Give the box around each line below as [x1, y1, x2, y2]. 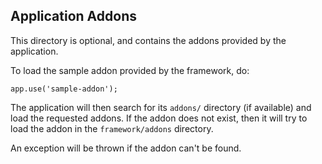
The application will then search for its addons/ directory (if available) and [10, 101, 312, 113]
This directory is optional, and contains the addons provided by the [10, 34, 287, 46]
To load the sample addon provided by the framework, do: [10, 64, 250, 76]
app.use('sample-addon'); [10, 84, 118, 94]
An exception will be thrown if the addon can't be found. [10, 142, 242, 154]
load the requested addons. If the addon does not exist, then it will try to [10, 112, 308, 124]
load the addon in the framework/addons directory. [10, 122, 214, 134]
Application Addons [10, 8, 137, 25]
